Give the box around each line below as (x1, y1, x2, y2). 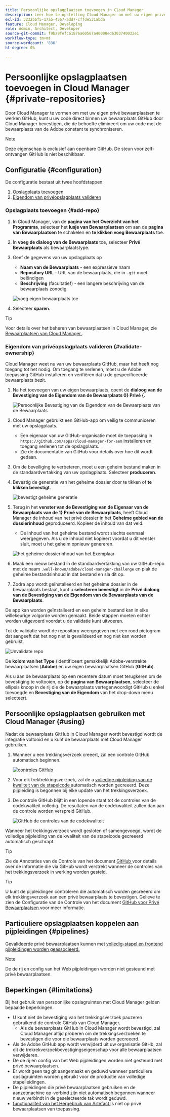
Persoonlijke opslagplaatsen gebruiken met (5, 709, 145, 718)
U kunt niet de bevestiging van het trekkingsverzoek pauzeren (12, 1015, 143, 1021)
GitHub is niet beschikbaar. (28, 151, 85, 157)
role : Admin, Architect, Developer (5, 26, 80, 31)
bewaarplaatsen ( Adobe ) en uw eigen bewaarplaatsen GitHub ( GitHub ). (5, 663, 155, 669)
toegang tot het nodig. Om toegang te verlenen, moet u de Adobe (5, 366, 142, 372)
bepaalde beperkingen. (5, 1004, 54, 1011)
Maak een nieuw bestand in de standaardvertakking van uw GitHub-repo (12, 560, 164, 566)
